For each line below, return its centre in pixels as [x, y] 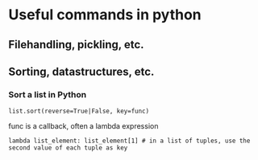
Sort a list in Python [48, 94]
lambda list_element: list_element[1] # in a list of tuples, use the [129, 141]
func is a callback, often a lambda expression [83, 126]
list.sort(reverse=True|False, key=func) [79, 111]
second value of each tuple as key [68, 148]
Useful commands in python [105, 15]
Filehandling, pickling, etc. [76, 45]
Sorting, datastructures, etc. [81, 71]
